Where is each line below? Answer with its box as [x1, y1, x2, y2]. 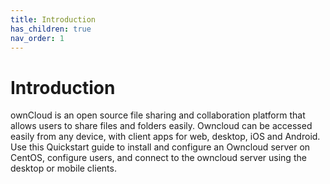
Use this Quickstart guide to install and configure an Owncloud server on [10, 141, 311, 153]
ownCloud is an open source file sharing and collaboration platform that [10, 109, 306, 121]
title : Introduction [10, 14, 97, 25]
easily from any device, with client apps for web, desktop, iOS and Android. [10, 131, 321, 143]
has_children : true [10, 24, 92, 34]
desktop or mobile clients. [10, 162, 117, 175]
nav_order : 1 [10, 33, 65, 43]
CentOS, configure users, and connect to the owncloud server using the [10, 152, 307, 164]
